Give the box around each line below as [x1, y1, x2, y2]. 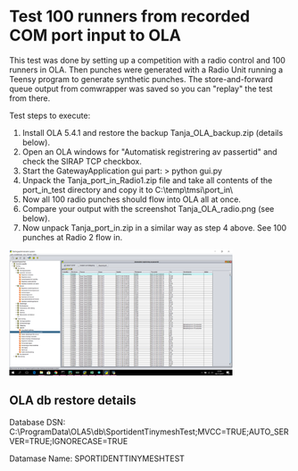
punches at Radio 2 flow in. [21, 231, 123, 242]
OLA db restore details [9, 393, 137, 408]
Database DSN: [9, 416, 66, 427]
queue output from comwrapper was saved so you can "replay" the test [9, 83, 273, 94]
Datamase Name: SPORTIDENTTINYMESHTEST [9, 453, 186, 464]
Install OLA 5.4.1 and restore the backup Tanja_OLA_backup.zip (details [21, 127, 284, 138]
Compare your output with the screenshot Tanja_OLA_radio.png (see [21, 203, 275, 214]
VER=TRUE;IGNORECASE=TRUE [9, 435, 128, 446]
